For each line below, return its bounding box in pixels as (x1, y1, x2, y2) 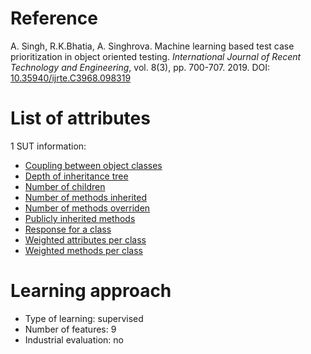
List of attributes (10, 107, 151, 130)
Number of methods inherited (24, 191, 147, 203)
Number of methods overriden (24, 202, 151, 214)
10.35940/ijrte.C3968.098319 (10, 72, 132, 84)
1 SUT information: (10, 140, 87, 152)
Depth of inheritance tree (24, 170, 129, 182)
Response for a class (24, 223, 112, 235)
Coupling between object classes (24, 159, 163, 171)
